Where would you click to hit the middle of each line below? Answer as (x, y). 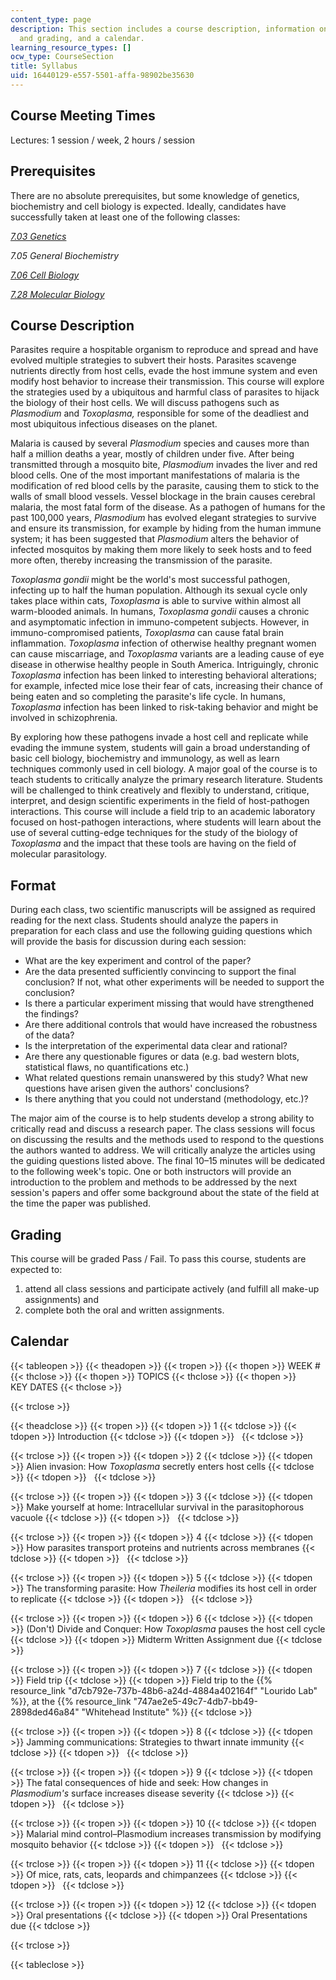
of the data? (49, 1035)
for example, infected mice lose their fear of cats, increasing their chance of (167, 686)
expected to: (36, 1269)
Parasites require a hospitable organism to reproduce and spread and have (164, 350)
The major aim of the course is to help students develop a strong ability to (162, 1118)
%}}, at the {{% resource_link (71, 1701)
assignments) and (61, 1299)
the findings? (51, 1014)
